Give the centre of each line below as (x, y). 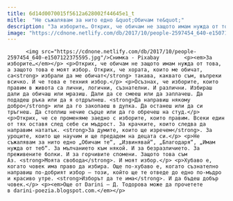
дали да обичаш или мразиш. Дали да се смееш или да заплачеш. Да (105, 94)
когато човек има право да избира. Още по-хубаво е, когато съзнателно (113, 166)
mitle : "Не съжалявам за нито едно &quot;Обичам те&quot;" (96, 20)
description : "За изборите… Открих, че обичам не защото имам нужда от (113, 26)
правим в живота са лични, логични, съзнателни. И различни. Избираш (110, 88)
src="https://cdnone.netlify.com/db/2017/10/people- (119, 52)
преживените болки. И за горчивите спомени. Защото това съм (97, 155)
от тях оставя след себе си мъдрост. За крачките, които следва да (107, 124)
